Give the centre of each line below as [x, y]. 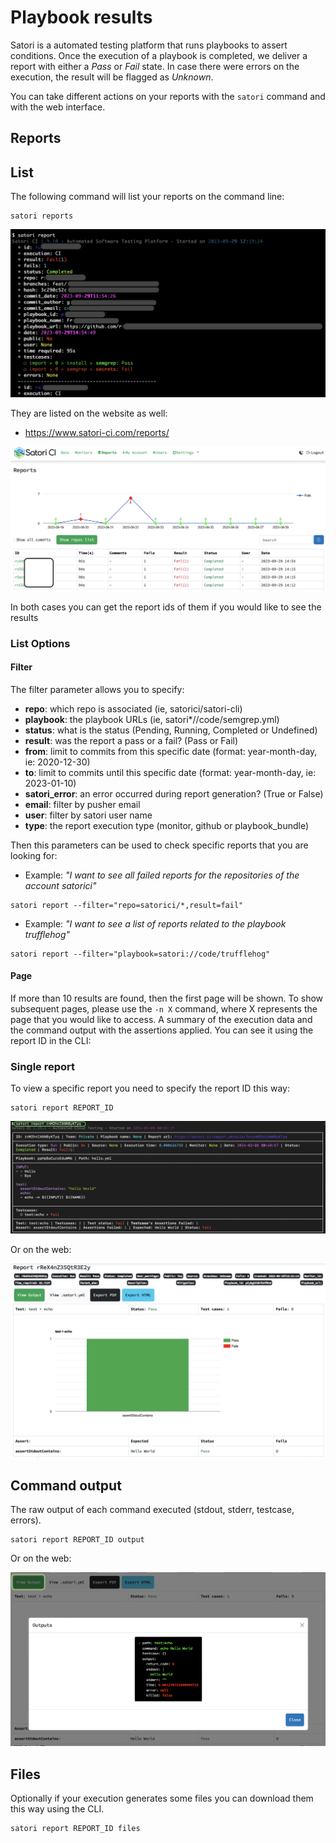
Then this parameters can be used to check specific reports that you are [159, 845]
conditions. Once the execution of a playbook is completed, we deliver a [159, 55]
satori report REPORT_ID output [77, 1540]
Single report [43, 1066]
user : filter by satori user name [88, 815]
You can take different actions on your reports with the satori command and [168, 96]
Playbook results [81, 17]
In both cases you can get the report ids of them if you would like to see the [166, 607]
